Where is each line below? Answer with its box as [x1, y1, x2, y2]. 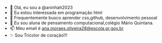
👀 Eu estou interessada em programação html [9, 10, 102, 15]
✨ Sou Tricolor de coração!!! [9, 32, 67, 38]
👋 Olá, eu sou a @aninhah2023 [9, 5, 73, 10]
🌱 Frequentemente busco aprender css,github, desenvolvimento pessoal [9, 15, 158, 20]
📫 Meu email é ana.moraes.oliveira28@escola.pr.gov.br [9, 26, 124, 31]
